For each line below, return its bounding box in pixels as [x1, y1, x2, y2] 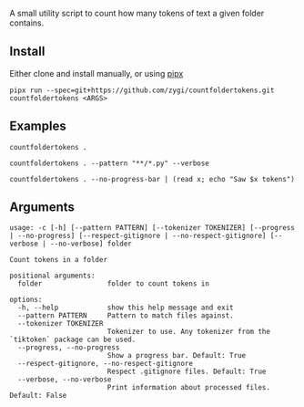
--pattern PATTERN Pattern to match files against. [17, 311, 234, 320]
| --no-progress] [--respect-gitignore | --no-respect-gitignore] [9, 232, 267, 241]
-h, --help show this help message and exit [17, 303, 234, 313]
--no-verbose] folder [49, 239, 132, 249]
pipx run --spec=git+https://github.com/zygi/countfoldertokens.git [9, 86, 275, 95]
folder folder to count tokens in [17, 279, 209, 288]
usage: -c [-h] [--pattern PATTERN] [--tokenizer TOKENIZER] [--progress [9, 224, 296, 233]
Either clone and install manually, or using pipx [9, 68, 184, 78]
